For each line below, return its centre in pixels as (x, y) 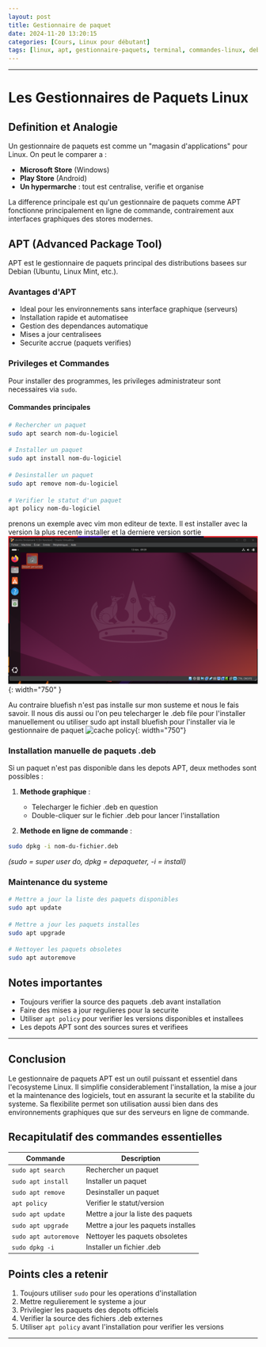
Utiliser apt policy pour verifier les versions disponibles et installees (131, 1018)
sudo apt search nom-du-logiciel (63, 433)
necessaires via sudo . (43, 389)
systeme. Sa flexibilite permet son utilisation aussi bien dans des (113, 1104)
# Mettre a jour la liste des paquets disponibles (93, 900)
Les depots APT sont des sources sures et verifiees (104, 1027)
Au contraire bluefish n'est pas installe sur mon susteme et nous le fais (123, 705)
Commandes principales (49, 408)
